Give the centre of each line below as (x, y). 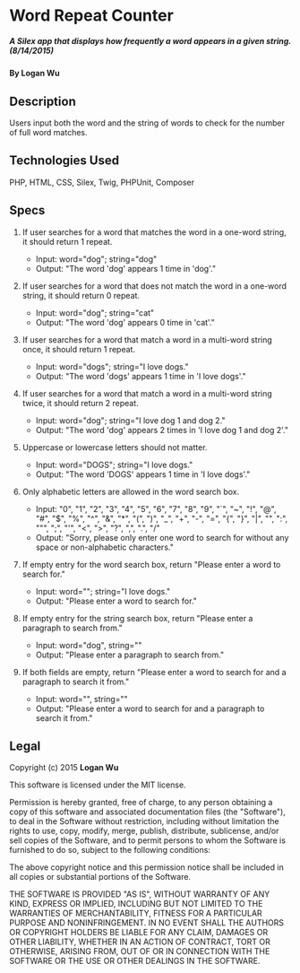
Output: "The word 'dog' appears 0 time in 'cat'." (125, 322)
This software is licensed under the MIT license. (98, 785)
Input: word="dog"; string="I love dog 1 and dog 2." (130, 420)
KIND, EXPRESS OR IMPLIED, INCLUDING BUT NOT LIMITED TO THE (136, 904)
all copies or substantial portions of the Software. (100, 877)
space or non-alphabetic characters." (105, 547)
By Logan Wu (34, 74)
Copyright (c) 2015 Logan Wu (64, 768)
